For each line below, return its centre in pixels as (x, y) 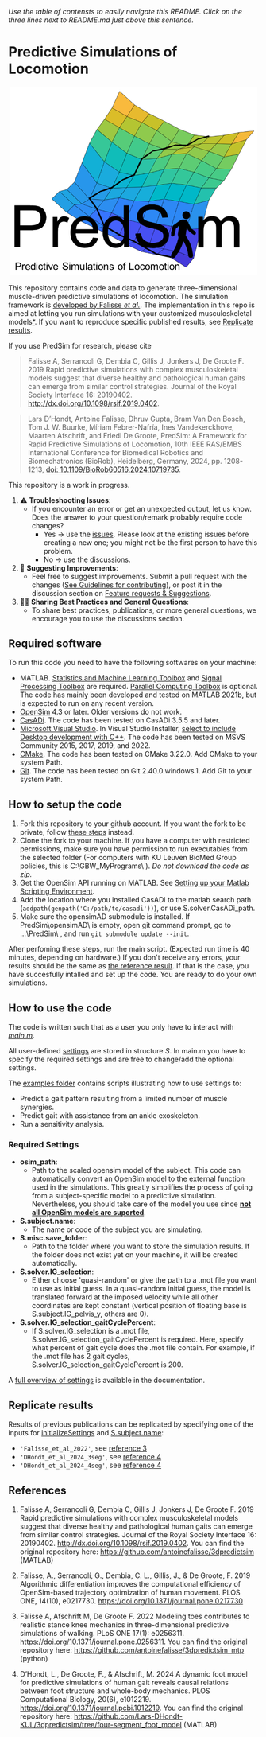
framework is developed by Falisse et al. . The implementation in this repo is (132, 305)
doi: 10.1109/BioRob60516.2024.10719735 (113, 469)
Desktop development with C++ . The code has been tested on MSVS (133, 737)
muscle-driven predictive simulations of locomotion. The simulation (118, 296)
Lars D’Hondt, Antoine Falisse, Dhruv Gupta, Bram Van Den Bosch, (137, 419)
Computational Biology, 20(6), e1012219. (85, 1699)
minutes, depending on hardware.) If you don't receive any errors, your (124, 957)
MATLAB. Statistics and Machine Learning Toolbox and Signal (121, 678)
